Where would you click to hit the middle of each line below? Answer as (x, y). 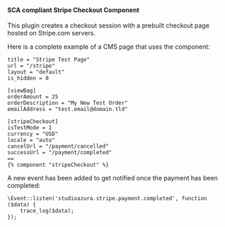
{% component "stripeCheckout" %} (58, 165)
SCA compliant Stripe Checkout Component (73, 10)
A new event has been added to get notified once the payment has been (112, 178)
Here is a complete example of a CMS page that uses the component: (109, 47)
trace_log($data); (47, 211)
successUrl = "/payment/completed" (60, 153)
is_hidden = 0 (28, 78)
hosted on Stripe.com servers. (51, 33)
